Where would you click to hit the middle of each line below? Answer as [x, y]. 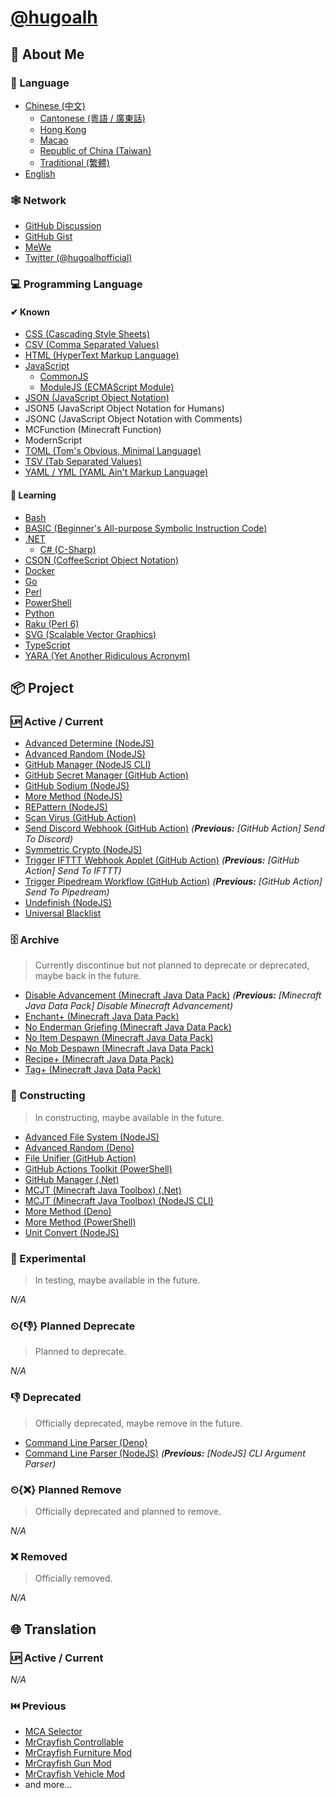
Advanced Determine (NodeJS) [89, 743]
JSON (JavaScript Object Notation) [97, 398]
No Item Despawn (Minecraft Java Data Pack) [119, 1038]
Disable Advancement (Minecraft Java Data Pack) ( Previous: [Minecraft [173, 995]
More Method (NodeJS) [73, 797]
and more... [48, 1785]
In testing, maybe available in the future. [117, 1280]
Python [39, 613]
